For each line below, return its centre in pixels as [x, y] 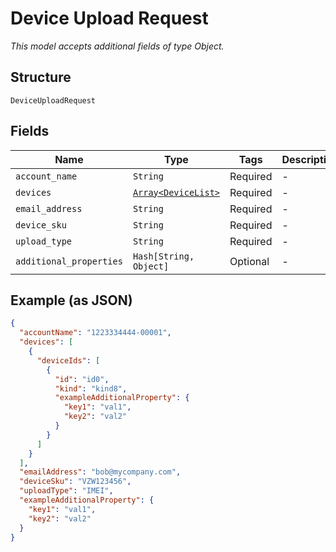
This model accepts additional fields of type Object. [117, 46]
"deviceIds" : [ [68, 360]
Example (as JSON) [71, 300]
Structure [41, 77]
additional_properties [69, 261]
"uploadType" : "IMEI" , [66, 491]
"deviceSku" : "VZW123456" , [75, 482]
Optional [249, 261]
